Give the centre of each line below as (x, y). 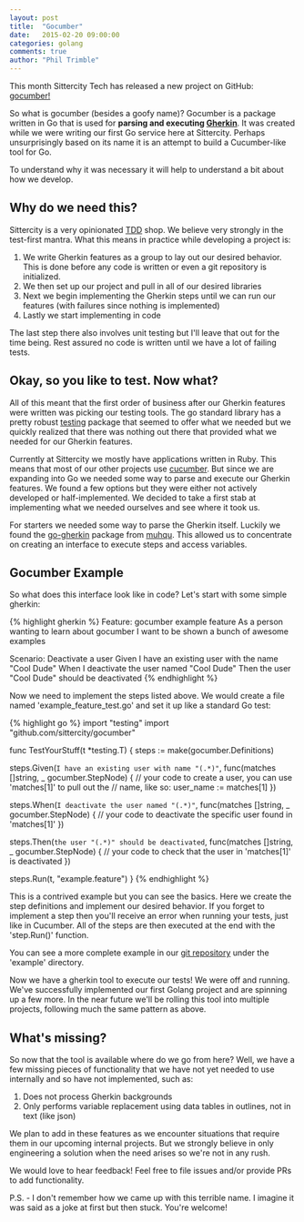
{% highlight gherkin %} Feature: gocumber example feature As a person (147, 622)
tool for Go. (30, 152)
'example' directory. (47, 963)
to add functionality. (47, 1180)
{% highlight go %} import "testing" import (90, 723)
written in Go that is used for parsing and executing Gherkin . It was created (152, 123)
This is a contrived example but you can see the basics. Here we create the (151, 896)
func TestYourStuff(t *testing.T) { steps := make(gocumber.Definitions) (142, 751)
